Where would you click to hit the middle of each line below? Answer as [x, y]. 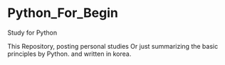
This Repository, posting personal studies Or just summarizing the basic [113, 46]
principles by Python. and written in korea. [69, 54]
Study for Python [32, 32]
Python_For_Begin [63, 13]
